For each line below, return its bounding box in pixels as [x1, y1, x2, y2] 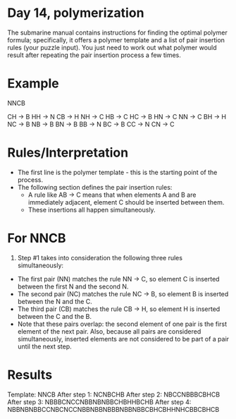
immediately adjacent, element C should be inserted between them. [27, 198, 225, 206]
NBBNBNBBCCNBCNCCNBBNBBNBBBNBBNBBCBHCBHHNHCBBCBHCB [7, 405, 220, 413]
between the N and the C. [17, 297, 93, 305]
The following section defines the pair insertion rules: [17, 183, 173, 191]
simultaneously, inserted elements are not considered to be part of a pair [17, 334, 230, 343]
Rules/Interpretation [7, 145, 129, 161]
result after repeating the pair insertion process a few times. [7, 51, 182, 59]
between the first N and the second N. [17, 282, 129, 291]
